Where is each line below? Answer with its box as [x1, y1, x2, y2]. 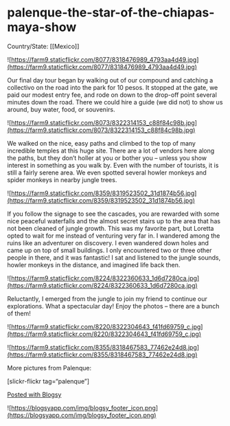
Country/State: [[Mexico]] [7, 42, 80, 50]
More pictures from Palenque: [7, 363, 92, 372]
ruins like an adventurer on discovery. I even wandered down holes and [7, 238, 209, 247]
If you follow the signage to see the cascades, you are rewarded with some [7, 210, 220, 218]
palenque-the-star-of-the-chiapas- [7, 5, 215, 21]
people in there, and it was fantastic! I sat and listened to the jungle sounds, [7, 253, 221, 262]
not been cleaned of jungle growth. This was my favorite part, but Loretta [7, 224, 214, 232]
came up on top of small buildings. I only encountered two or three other [7, 246, 212, 254]
